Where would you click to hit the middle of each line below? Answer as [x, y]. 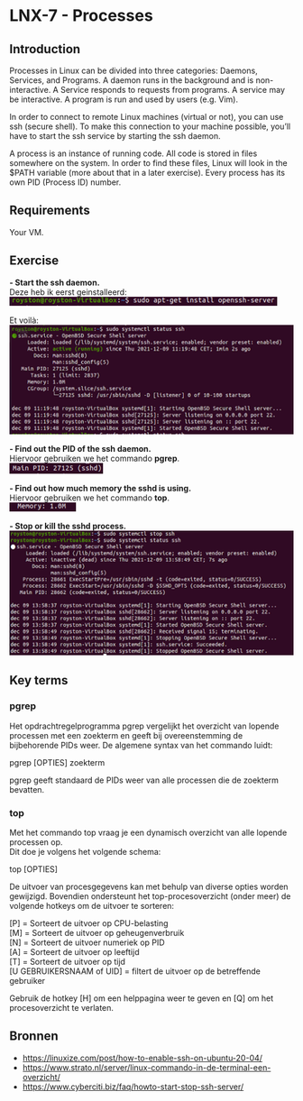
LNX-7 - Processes [81, 16]
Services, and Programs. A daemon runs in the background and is [132, 80]
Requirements [50, 211]
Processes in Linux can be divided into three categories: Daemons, [134, 70]
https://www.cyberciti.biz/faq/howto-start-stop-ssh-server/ [133, 1087]
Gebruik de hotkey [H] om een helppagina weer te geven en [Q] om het [141, 998]
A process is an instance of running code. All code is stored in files [133, 153]
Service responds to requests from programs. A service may [173, 90]
